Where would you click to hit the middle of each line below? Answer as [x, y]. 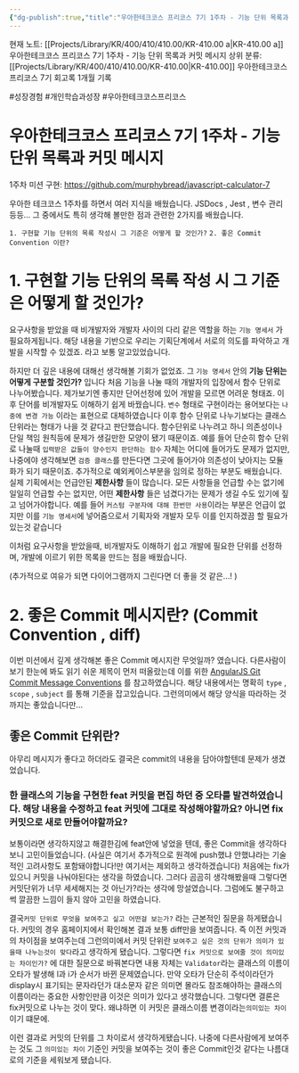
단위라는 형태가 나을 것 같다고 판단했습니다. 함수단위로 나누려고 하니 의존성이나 [146, 426]
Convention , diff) [75, 635]
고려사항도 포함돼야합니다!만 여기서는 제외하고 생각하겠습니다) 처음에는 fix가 [158, 865]
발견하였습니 [258, 796]
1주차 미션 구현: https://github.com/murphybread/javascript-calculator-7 [140, 185]
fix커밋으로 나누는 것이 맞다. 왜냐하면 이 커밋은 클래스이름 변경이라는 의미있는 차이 [148, 1007]
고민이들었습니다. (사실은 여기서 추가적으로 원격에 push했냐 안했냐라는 [148, 854]
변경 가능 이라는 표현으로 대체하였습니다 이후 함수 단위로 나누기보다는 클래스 [156, 415]
